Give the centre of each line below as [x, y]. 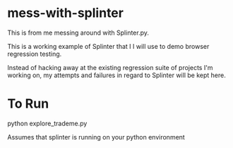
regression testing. [35, 54]
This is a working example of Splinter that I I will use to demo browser [108, 46]
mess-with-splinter [65, 13]
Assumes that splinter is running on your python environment [96, 137]
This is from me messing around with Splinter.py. [78, 33]
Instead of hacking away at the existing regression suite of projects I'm [110, 67]
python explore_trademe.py [47, 123]
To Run [28, 104]
